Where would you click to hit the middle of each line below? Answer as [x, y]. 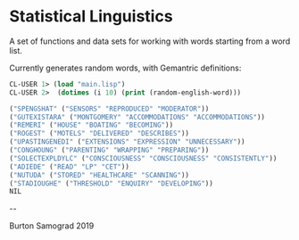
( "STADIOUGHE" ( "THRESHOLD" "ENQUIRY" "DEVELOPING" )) [112, 183]
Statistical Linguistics [91, 17]
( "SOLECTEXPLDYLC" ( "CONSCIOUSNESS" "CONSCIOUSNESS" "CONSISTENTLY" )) [143, 158]
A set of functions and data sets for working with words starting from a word [150, 41]
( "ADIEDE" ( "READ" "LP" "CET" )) [69, 167]
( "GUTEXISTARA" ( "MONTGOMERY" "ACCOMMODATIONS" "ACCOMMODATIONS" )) [137, 117]
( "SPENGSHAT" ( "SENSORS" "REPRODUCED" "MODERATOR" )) [109, 109]
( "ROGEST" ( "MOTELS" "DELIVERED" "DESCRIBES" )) [100, 134]
